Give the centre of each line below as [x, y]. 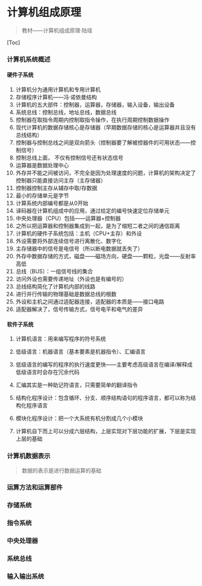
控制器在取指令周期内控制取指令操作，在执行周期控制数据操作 [93, 120]
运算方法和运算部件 [35, 487]
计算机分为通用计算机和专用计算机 [58, 90]
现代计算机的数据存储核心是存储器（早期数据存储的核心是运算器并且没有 [106, 127]
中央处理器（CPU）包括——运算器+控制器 [68, 218]
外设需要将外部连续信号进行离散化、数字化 [69, 241]
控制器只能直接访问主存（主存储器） [61, 181]
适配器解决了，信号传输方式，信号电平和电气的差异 [79, 309]
